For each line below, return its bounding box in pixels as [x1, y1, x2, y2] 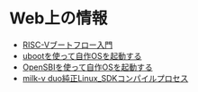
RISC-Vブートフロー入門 [22, 39, 113, 50]
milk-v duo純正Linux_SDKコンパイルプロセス [22, 72, 189, 83]
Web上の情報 [9, 8, 108, 29]
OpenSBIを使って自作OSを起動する [22, 62, 153, 72]
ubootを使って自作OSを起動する [22, 50, 142, 61]
